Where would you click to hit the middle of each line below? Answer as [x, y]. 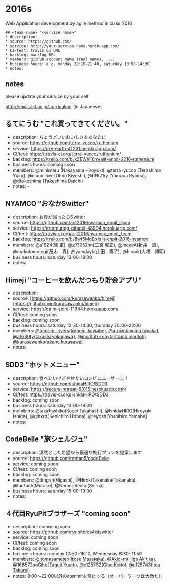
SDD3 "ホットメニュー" [43, 364]
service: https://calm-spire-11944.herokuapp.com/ [66, 309]
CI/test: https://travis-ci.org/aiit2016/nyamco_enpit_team [72, 234]
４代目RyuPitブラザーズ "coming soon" [68, 514]
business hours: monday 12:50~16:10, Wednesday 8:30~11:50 [77, 553]
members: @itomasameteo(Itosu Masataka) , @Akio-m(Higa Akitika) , [84, 559]
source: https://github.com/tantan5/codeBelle [61, 458]
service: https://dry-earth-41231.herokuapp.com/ [64, 148]
